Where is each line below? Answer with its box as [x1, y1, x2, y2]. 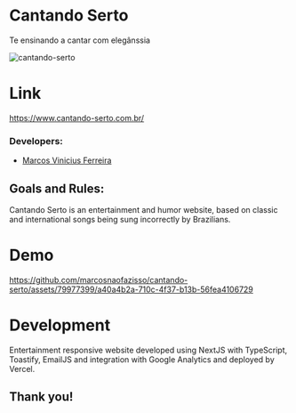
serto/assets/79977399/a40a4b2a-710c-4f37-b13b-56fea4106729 [9, 284, 253, 295]
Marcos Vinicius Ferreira [21, 155, 112, 166]
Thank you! [9, 389, 74, 405]
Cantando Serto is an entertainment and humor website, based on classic [9, 204, 278, 215]
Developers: [9, 134, 64, 147]
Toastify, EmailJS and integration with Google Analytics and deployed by [9, 353, 276, 365]
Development [9, 315, 111, 336]
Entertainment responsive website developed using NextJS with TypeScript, [9, 344, 288, 355]
